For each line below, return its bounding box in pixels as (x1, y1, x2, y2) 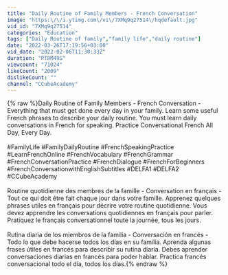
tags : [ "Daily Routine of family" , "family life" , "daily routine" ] (7, 36, 201, 43)
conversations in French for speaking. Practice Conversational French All (7, 121, 214, 129)
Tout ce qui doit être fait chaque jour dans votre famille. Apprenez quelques (7, 194, 221, 203)
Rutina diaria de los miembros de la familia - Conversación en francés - (7, 231, 209, 239)
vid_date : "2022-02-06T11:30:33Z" (7, 49, 106, 56)
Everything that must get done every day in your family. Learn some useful (7, 107, 218, 115)
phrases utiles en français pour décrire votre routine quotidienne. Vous (7, 201, 207, 210)
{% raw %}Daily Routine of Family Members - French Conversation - (7, 99, 201, 107)
